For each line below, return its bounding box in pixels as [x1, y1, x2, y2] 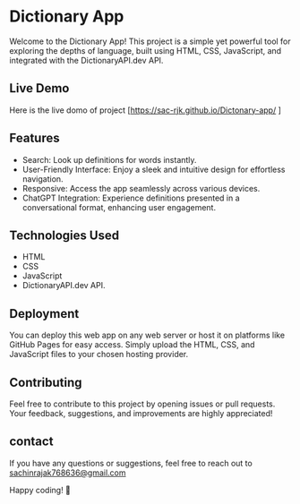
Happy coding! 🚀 [9, 484, 72, 495]
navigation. [21, 173, 64, 184]
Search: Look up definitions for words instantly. [21, 154, 197, 165]
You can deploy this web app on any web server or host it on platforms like [9, 329, 285, 341]
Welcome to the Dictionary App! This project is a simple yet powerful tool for [9, 36, 291, 47]
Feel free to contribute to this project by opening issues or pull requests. [9, 398, 276, 409]
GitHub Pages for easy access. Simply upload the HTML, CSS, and [9, 339, 255, 350]
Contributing [9, 374, 82, 390]
